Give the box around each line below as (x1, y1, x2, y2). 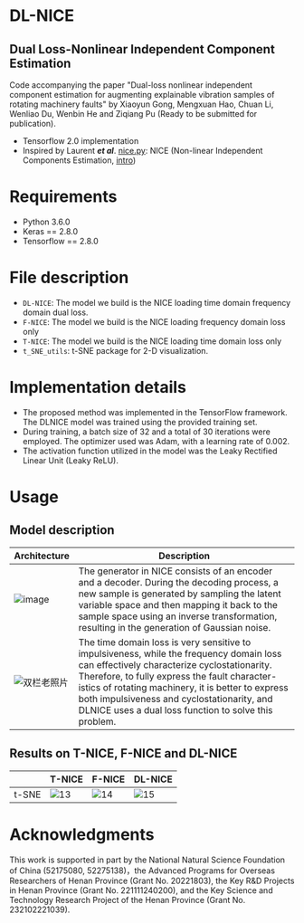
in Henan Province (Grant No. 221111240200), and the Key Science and (9, 884, 273, 896)
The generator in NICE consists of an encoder (78, 565, 273, 577)
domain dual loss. (22, 307, 89, 318)
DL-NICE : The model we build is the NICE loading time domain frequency (22, 297, 291, 308)
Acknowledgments (9, 824, 156, 844)
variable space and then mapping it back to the (78, 598, 279, 611)
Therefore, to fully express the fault (78, 670, 228, 682)
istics (78, 680, 101, 693)
